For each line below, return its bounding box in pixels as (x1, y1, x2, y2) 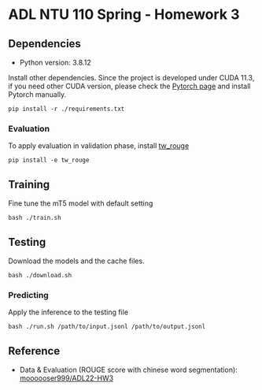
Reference (8, 344, 61, 358)
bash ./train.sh (8, 214, 61, 222)
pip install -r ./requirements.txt (8, 105, 125, 113)
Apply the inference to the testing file (8, 307, 128, 317)
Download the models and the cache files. (8, 256, 145, 266)
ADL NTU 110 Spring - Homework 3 (8, 6, 240, 24)
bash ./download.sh (8, 271, 72, 279)
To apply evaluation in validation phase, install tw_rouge (8, 141, 190, 150)
